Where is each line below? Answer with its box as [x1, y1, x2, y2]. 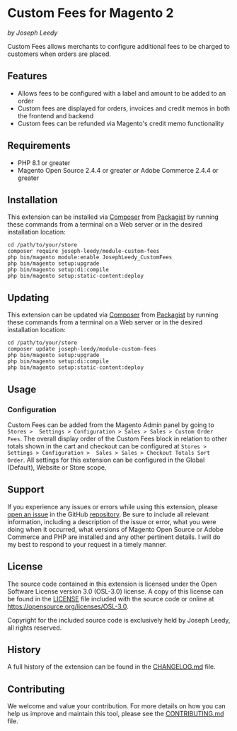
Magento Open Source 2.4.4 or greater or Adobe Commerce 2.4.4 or [17, 166, 219, 174]
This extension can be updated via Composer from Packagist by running [7, 310, 219, 319]
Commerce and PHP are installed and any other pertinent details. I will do [7, 533, 221, 541]
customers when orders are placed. [7, 50, 111, 58]
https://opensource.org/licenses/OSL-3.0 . [7, 602, 129, 611]
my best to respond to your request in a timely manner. [7, 540, 168, 548]
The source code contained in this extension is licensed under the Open [7, 579, 217, 588]
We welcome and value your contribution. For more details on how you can [7, 702, 226, 710]
